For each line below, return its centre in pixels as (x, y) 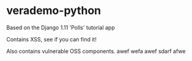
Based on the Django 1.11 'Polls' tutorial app (61, 27)
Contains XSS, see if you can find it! (51, 39)
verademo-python (54, 11)
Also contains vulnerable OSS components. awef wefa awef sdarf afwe (96, 51)
